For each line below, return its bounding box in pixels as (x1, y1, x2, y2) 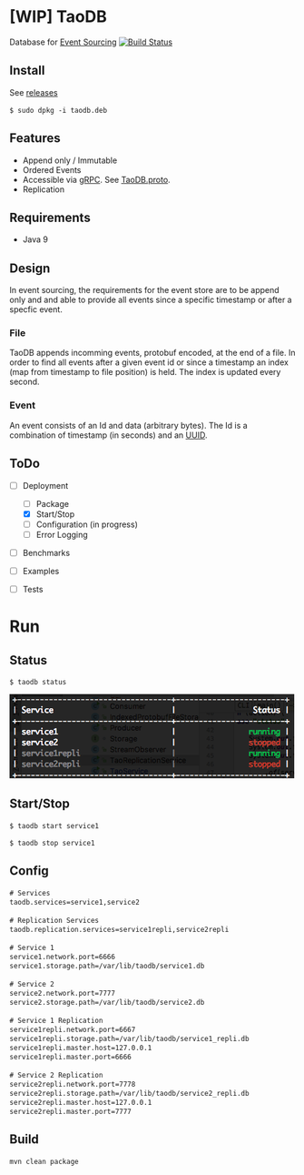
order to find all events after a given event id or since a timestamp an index (9, 357, 289, 368)
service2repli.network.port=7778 (9, 1079, 136, 1089)
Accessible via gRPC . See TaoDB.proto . (22, 174, 171, 185)
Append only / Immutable (22, 155, 118, 166)
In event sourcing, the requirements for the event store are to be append (9, 285, 279, 296)
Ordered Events (22, 164, 82, 175)
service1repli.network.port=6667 (9, 1025, 136, 1034)
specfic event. (9, 304, 64, 315)
